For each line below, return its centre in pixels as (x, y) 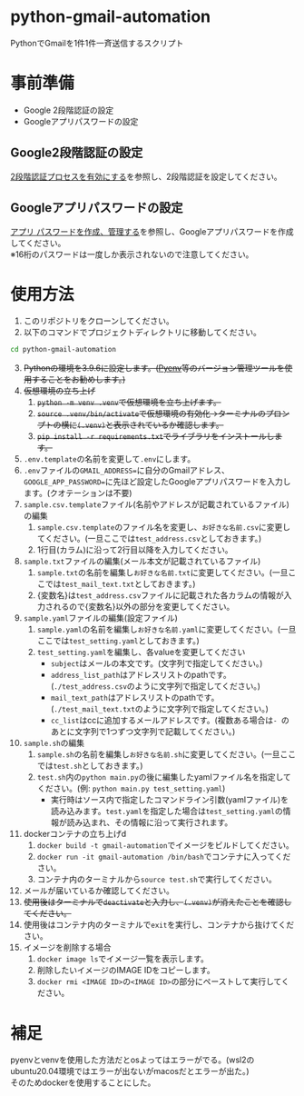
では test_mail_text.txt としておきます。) (120, 584)
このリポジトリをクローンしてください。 (99, 321)
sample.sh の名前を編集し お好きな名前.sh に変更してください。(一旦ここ (167, 754)
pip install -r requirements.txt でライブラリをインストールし (156, 436)
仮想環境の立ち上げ (59, 391)
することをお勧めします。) (78, 380)
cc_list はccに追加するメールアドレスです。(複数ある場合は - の (170, 721)
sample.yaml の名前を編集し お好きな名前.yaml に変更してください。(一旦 (167, 630)
